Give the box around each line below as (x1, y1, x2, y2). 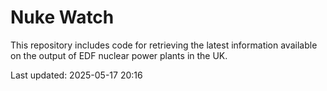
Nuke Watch (10, 6, 115, 29)
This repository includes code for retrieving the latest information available (10, 39, 318, 51)
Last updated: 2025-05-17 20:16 (10, 69, 143, 81)
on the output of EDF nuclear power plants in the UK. (10, 49, 228, 61)
